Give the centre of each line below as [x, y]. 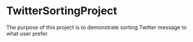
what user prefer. [28, 33]
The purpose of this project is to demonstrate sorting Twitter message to [96, 27]
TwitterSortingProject [62, 11]
